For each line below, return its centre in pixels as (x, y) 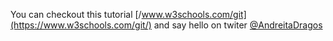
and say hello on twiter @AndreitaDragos (238, 25)
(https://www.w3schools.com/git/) (81, 25)
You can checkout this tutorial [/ (76, 14)
